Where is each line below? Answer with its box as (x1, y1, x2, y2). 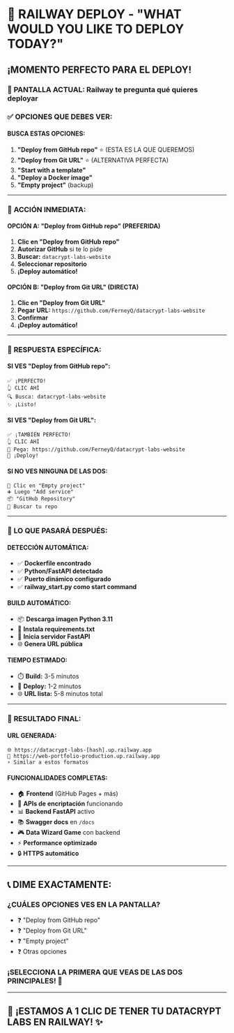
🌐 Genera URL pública (17, 639, 83, 648)
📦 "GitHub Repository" (7, 496, 76, 503)
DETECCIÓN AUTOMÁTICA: (7, 544, 89, 551)
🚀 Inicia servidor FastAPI (17, 632, 91, 641)
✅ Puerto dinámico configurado (17, 574, 111, 583)
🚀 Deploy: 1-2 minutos (17, 682, 81, 690)
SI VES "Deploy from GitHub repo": (7, 362, 111, 371)
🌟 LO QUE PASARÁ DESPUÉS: (7, 526, 108, 536)
